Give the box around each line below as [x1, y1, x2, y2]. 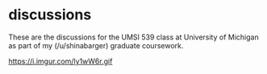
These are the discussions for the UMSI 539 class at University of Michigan [8, 32, 260, 42]
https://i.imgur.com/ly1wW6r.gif [8, 56, 113, 66]
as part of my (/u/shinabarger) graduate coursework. [8, 40, 184, 50]
